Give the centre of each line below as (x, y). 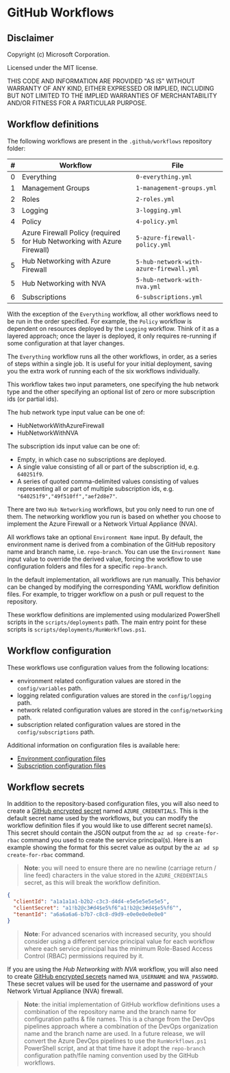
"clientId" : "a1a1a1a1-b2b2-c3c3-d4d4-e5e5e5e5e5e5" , (91, 902)
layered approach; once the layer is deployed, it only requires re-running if (112, 336)
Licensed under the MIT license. (52, 68)
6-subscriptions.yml (169, 297)
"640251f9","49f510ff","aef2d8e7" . (67, 496)
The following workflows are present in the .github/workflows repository (110, 141)
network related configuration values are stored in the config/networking (120, 710)
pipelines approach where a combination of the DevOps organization (121, 1026)
